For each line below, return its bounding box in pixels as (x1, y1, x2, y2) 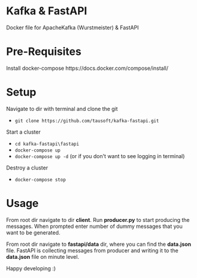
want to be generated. (6, 228, 61, 236)
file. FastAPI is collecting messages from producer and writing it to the (6, 246, 179, 254)
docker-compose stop (14, 177, 66, 183)
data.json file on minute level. (6, 253, 79, 260)
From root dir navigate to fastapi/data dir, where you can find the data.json (6, 240, 192, 248)
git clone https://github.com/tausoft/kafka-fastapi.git (14, 118, 160, 123)
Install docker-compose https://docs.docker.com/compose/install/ (6, 64, 168, 72)
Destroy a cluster (6, 164, 48, 171)
